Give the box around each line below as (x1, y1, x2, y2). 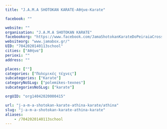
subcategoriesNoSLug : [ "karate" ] (5, 85, 75, 90)
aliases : (5, 112, 23, 117)
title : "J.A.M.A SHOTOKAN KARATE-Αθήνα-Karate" (5, 7, 106, 12)
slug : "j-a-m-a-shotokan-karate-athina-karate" (5, 107, 106, 112)
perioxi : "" (5, 53, 30, 58)
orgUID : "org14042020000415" (5, 94, 66, 99)
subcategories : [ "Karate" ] (5, 75, 61, 81)
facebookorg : (5, 34, 32, 40)
